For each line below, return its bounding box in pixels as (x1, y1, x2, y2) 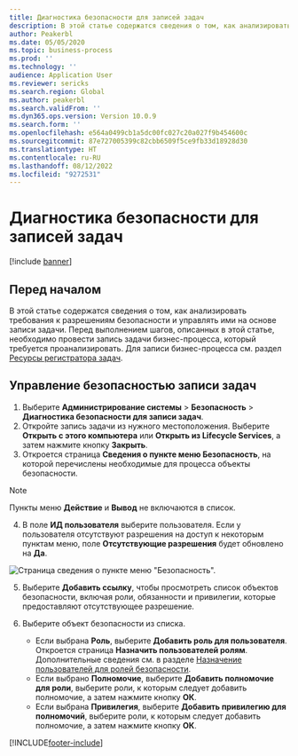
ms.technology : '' (9, 63, 77, 72)
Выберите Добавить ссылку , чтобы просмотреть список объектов (21, 582, 279, 593)
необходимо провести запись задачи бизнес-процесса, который (9, 334, 256, 344)
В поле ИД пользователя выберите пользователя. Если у (21, 519, 241, 530)
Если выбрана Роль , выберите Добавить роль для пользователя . (35, 635, 287, 646)
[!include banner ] (9, 256, 73, 267)
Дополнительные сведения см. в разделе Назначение (35, 654, 242, 665)
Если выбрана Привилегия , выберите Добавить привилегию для (35, 701, 286, 712)
